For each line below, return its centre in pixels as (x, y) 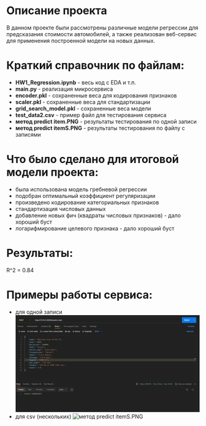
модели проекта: (53, 173)
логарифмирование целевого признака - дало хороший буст (95, 228)
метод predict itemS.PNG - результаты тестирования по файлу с (100, 128)
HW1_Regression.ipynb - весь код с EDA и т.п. (75, 82)
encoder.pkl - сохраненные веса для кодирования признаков (96, 95)
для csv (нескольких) (43, 416)
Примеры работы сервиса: (80, 295)
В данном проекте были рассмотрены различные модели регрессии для (102, 28)
